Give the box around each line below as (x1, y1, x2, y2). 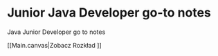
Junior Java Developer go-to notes (7, 5, 211, 21)
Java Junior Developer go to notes (7, 28, 106, 36)
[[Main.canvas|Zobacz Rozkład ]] (7, 41, 102, 49)
